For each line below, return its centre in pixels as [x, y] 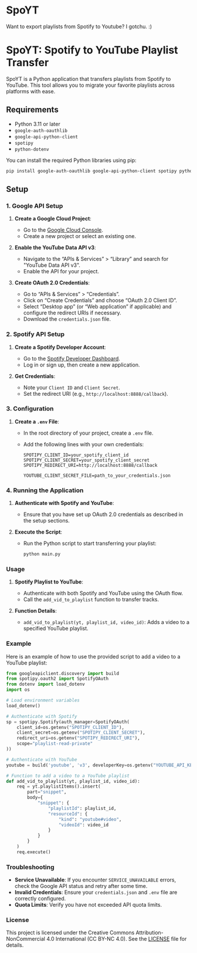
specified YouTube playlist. [56, 629]
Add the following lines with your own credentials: [84, 444]
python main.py [42, 554]
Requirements [32, 110]
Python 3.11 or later [37, 124]
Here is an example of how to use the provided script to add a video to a [93, 656]
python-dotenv [32, 149]
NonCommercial [26, 939]
